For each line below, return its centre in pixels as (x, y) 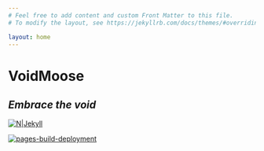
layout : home (29, 37)
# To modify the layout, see (56, 23)
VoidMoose (46, 76)
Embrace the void (52, 104)
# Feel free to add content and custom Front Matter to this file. (121, 15)
